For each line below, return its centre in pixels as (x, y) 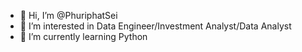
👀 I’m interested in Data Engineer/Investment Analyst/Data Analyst (155, 26)
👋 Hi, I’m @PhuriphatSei (68, 15)
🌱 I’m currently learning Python (83, 36)
